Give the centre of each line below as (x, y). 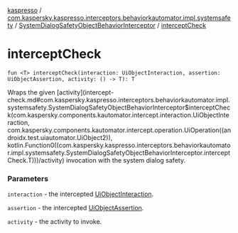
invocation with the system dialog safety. (126, 160)
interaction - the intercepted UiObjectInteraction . (81, 194)
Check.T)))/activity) (36, 160)
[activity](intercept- (85, 92)
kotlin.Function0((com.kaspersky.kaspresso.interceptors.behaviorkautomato (119, 145)
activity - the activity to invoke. (55, 222)
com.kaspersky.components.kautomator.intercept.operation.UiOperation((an (119, 130)
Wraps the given (31, 92)
